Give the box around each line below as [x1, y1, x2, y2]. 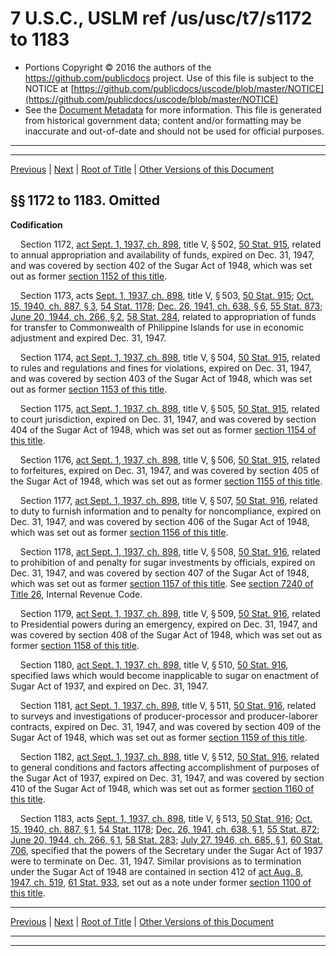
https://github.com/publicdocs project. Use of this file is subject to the [24, 72, 315, 84]
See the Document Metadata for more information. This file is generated [24, 103, 322, 116]
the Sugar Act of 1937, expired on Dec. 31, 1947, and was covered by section [10, 772, 325, 784]
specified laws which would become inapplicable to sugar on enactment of [10, 669, 320, 681]
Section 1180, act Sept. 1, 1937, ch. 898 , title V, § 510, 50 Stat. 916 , [19, 658, 289, 671]
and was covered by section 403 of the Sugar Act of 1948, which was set [10, 372, 313, 384]
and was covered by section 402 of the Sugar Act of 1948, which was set [10, 259, 313, 271]
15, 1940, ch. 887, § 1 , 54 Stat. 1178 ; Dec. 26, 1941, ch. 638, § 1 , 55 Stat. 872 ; [10, 823, 320, 835]
